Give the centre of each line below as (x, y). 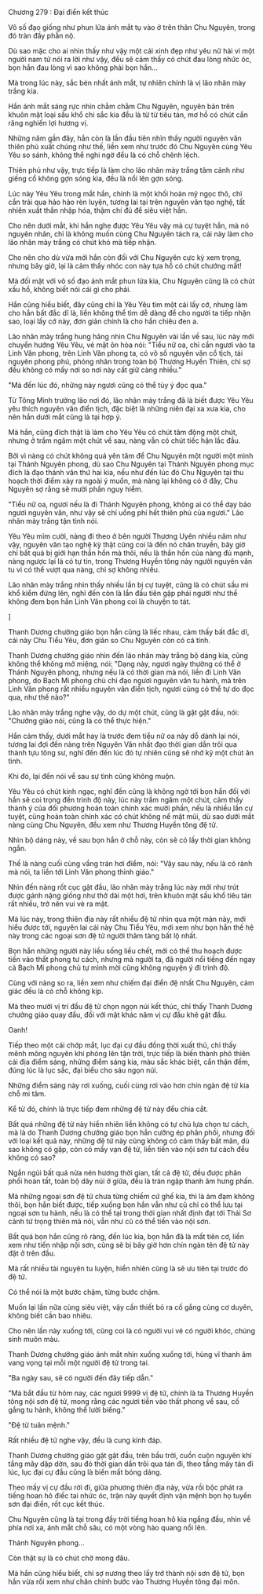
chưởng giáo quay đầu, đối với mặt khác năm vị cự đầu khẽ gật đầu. (118, 1015)
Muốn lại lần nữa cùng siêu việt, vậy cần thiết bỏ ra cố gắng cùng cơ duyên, (131, 1307)
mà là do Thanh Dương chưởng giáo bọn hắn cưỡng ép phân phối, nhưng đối (131, 1132)
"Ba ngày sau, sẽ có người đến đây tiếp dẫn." (81, 1378)
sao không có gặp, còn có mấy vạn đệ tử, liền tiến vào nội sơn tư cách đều (129, 1149)
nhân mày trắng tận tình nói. (54, 521)
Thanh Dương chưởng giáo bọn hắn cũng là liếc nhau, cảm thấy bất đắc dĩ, (129, 632)
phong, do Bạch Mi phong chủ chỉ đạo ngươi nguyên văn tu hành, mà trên (127, 680)
